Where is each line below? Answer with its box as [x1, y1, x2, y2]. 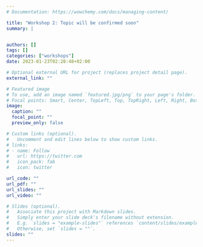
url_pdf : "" [6, 181, 36, 187]
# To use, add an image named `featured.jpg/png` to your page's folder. [6, 91, 196, 97]
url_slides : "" [6, 186, 45, 193]
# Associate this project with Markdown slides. [6, 209, 137, 215]
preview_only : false [11, 120, 63, 126]
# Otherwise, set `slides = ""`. [6, 226, 96, 232]
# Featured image [6, 86, 50, 92]
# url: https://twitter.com [6, 153, 83, 159]
